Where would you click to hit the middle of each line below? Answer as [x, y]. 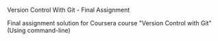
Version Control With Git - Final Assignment [69, 10]
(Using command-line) [39, 30]
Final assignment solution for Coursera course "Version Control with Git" [109, 23]
